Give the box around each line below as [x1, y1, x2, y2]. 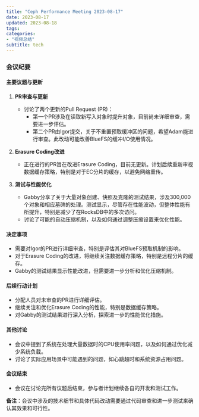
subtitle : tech [6, 42, 44, 48]
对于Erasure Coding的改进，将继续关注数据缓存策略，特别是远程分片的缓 [14, 253, 194, 260]
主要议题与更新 [6, 79, 43, 86]
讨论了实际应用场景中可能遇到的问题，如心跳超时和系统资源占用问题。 [14, 355, 187, 362]
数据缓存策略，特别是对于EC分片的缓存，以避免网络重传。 [23, 168, 166, 175]
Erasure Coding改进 [14, 148, 65, 155]
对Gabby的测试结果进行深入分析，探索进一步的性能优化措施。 [14, 311, 166, 319]
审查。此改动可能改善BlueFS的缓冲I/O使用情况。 [37, 135, 156, 142]
